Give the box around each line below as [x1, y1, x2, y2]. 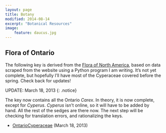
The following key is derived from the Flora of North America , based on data [5, 62, 161, 67]
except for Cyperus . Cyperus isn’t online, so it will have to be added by [5, 102, 150, 108]
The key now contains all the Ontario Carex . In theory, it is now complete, [5, 97, 155, 103]
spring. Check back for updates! [5, 77, 71, 83]
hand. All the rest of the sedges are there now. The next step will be [5, 107, 143, 113]
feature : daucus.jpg [14, 30, 56, 35]
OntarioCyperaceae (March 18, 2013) [12, 122, 88, 128]
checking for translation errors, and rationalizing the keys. [5, 113, 123, 119]
